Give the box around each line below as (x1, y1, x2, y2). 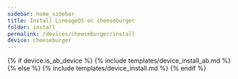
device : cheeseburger (7, 37, 72, 44)
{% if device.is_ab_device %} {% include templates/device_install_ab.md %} (7, 56, 232, 65)
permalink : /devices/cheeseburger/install (7, 30, 135, 38)
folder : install (7, 23, 56, 31)
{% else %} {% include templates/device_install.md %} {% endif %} (7, 64, 207, 73)
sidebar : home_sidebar (7, 10, 75, 18)
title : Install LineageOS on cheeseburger (7, 17, 135, 24)
